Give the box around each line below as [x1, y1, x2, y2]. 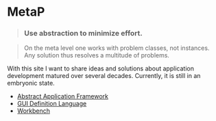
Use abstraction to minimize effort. [23, 29, 143, 38]
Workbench [16, 107, 50, 115]
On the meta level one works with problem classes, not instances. [23, 44, 210, 52]
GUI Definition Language [16, 100, 87, 108]
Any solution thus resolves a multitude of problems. [23, 51, 170, 59]
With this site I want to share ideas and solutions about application [7, 64, 194, 72]
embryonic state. [7, 79, 55, 88]
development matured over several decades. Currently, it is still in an [7, 72, 201, 80]
